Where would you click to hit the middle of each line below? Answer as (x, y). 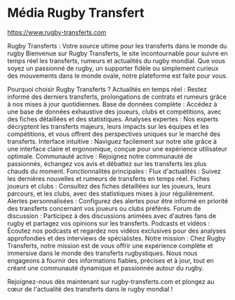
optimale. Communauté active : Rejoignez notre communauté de (100, 156)
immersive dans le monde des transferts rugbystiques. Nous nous (102, 253)
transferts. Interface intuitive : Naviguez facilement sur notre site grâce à (112, 141)
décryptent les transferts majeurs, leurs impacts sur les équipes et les (108, 126)
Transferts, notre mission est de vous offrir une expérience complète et (110, 245)
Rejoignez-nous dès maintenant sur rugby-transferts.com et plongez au (111, 281)
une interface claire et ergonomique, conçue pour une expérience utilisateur (117, 149)
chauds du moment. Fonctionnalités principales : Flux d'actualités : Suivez (114, 171)
